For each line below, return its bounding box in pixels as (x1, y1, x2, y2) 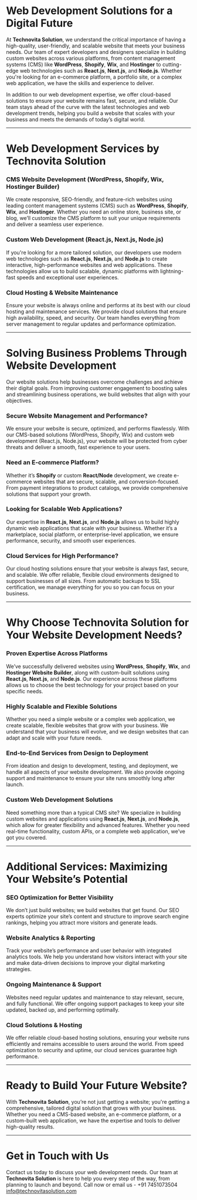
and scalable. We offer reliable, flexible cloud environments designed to (6, 571, 179, 578)
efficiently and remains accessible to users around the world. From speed (6, 1040, 184, 1048)
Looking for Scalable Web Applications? (6, 505, 123, 513)
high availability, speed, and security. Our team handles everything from (6, 314, 180, 321)
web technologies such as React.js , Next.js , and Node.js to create (6, 255, 168, 262)
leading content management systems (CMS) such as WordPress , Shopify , (6, 202, 189, 209)
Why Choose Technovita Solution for (6, 616, 189, 629)
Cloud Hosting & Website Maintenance (6, 289, 118, 297)
